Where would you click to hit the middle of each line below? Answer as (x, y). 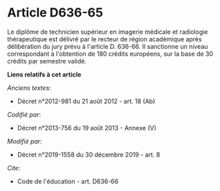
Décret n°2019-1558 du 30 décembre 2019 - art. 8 (89, 154)
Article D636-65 (55, 13)
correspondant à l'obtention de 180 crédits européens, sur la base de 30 (110, 54)
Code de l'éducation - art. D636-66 (68, 181)
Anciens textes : (29, 88)
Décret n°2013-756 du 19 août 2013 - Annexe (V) (87, 128)
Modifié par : (25, 141)
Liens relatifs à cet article (44, 74)
